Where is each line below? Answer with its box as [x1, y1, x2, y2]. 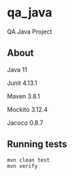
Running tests [7, 138, 68, 150]
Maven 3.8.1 [7, 92, 41, 100]
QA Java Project [7, 27, 52, 36]
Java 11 [7, 65, 27, 73]
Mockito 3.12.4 [7, 105, 48, 114]
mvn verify [7, 162, 38, 169]
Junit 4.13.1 [7, 79, 37, 87]
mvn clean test [7, 156, 50, 164]
